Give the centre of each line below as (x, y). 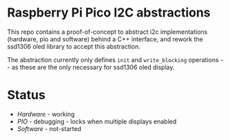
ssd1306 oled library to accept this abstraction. (74, 46)
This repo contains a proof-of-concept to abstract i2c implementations (107, 32)
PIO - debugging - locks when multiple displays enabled (97, 121)
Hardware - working (46, 114)
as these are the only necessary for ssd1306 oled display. (93, 67)
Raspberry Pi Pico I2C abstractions (109, 13)
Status (27, 95)
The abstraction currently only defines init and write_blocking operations (113, 59)
